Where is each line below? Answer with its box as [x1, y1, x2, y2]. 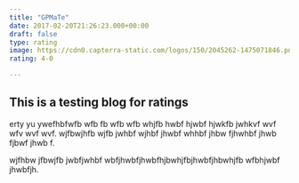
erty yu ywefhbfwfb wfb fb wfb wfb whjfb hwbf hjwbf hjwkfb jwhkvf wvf [9, 118, 277, 129]
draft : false [9, 29, 58, 38]
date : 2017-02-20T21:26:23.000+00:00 [9, 21, 149, 30]
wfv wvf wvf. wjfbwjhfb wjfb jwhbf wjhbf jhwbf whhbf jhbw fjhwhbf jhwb [9, 128, 278, 139]
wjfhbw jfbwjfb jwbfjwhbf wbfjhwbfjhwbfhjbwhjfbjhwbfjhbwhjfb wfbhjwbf [9, 155, 280, 165]
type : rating [9, 37, 58, 47]
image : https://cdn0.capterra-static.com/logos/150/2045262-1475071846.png [9, 46, 296, 55]
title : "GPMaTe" [9, 12, 69, 22]
